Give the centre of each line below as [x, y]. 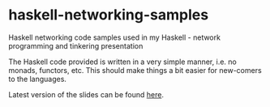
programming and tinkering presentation [76, 45]
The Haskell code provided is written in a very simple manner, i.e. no [122, 62]
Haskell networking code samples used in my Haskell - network [115, 37]
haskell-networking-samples [109, 15]
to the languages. [38, 79]
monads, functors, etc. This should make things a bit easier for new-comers [135, 70]
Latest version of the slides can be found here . [86, 94]
